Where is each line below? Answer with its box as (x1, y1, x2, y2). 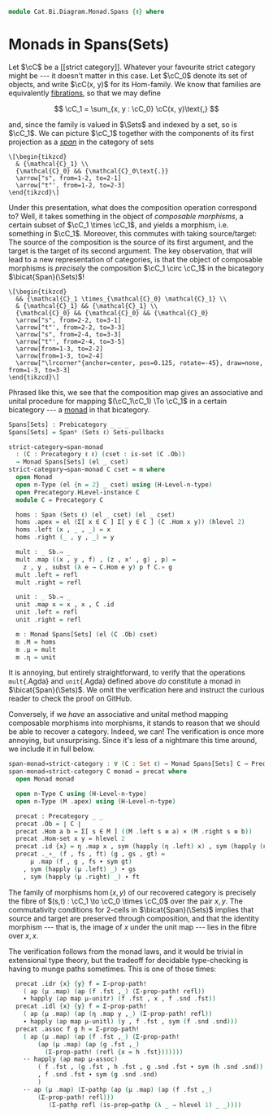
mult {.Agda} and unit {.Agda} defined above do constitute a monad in (8, 676, 241, 686)
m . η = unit (15, 653, 57, 662)
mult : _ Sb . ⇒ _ (15, 548, 71, 556)
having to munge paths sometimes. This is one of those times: (8, 964, 217, 974)
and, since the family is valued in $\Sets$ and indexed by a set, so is (8, 119, 238, 130)
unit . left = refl (15, 608, 79, 617)
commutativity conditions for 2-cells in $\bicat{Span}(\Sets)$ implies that (8, 904, 254, 914)
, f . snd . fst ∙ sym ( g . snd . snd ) (37, 1071, 158, 1079)
